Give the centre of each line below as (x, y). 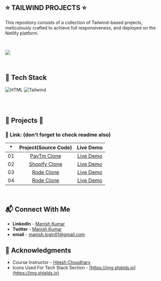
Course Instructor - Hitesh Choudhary (51, 262)
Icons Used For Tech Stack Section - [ (51, 267)
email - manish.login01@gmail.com (48, 234)
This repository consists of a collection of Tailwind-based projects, (74, 22)
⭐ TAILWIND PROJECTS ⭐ (46, 8)
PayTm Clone (45, 156)
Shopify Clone (46, 164)
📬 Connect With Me (38, 209)
